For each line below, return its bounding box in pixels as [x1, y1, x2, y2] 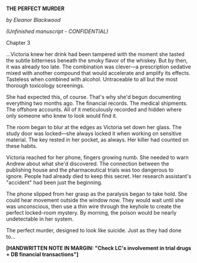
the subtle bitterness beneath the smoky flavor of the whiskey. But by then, [6, 57, 188, 64]
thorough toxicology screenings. [6, 82, 85, 89]
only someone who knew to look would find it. [6, 112, 118, 119]
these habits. [6, 143, 38, 149]
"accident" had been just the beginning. [6, 179, 103, 186]
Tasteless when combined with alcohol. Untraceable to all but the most [6, 76, 178, 83]
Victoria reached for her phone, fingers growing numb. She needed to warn [6, 154, 189, 161]
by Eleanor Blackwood [6, 17, 61, 23]
